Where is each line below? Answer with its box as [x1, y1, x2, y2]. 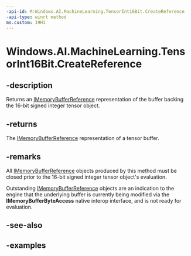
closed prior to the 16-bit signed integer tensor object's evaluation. [6, 173, 167, 180]
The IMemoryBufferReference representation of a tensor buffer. [6, 135, 159, 142]
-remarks [6, 152, 41, 162]
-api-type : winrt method [6, 14, 67, 20]
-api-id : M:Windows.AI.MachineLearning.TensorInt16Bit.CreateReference [6, 8, 185, 15]
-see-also [6, 220, 43, 230]
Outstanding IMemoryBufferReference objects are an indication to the [6, 185, 175, 192]
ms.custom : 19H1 [6, 19, 46, 25]
